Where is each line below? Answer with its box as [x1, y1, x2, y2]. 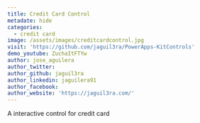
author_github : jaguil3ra [7, 70, 84, 77]
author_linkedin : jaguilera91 [7, 76, 97, 84]
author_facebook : [7, 83, 59, 90]
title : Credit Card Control [7, 10, 91, 18]
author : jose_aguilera [7, 57, 74, 64]
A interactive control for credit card [7, 109, 110, 118]
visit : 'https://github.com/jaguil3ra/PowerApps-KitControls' [7, 43, 195, 50]
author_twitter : [7, 63, 55, 70]
